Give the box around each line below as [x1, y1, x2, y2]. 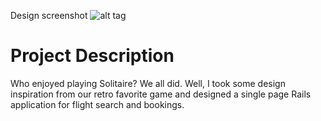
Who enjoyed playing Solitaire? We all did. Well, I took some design [10, 77, 286, 89]
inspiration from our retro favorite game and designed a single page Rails [10, 88, 312, 100]
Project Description [10, 45, 175, 67]
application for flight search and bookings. [10, 98, 185, 110]
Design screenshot [10, 10, 88, 21]
